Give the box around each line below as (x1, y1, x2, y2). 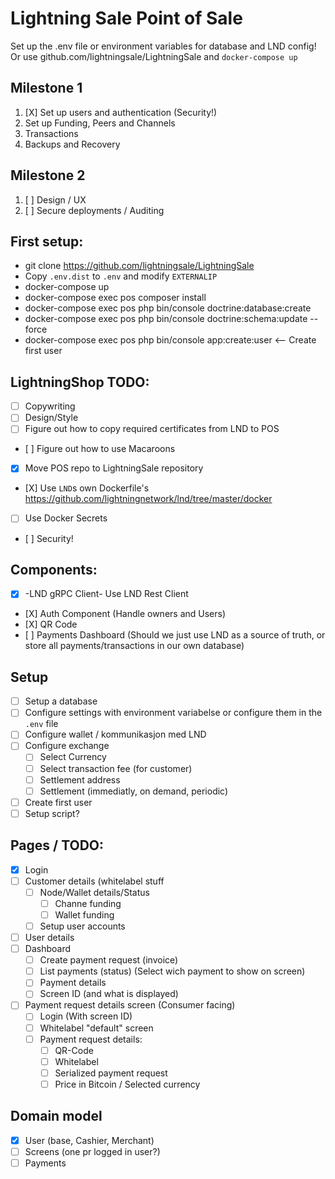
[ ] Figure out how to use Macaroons (24, 443, 176, 455)
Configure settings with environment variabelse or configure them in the (24, 707, 323, 719)
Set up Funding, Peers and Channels (24, 117, 176, 129)
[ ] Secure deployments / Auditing (24, 204, 165, 216)
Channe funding (54, 897, 122, 909)
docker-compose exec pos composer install (24, 292, 207, 304)
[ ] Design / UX (24, 193, 87, 206)
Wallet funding (54, 908, 115, 921)
